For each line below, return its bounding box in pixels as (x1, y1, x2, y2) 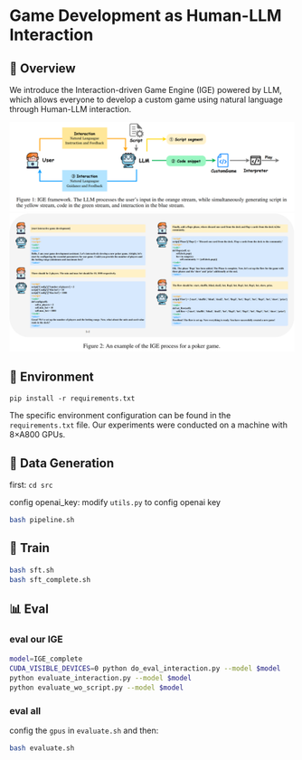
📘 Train (9, 540, 50, 556)
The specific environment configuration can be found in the (9, 410, 231, 421)
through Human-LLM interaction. (9, 104, 132, 114)
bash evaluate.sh (9, 744, 75, 753)
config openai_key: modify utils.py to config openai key (9, 497, 222, 508)
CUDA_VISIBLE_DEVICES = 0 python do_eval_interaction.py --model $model (9, 664, 281, 673)
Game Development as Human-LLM (9, 5, 282, 26)
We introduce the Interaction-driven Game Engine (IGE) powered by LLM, (9, 85, 282, 95)
